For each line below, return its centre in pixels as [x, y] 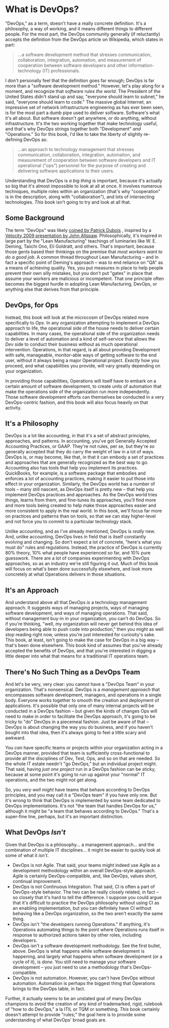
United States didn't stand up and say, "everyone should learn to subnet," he [85, 97]
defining [14, 139]
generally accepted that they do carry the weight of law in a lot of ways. [80, 452]
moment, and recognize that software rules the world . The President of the [83, 91]
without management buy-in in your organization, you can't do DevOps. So [83, 619]
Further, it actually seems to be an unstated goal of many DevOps [73, 998]
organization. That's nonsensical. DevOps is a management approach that [82, 689]
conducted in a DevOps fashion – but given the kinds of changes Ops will [81, 711]
